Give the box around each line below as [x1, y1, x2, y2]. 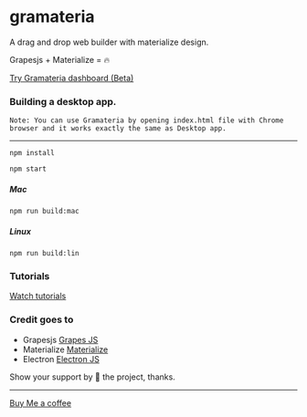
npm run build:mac [9, 207, 79, 216]
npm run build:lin [9, 249, 79, 258]
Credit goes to [9, 313, 74, 326]
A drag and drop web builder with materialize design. [9, 36, 209, 47]
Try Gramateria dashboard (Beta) [9, 72, 134, 83]
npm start [9, 164, 48, 174]
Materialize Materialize [22, 344, 109, 355]
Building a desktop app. [9, 95, 117, 108]
